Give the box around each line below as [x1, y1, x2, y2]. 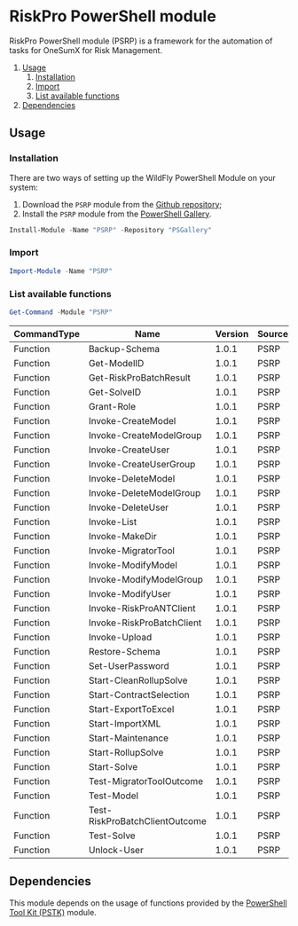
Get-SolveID [88, 386, 142, 398]
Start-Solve [88, 760, 138, 773]
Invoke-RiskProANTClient [88, 601, 196, 614]
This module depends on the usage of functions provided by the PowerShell [9, 898, 287, 908]
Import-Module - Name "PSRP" [9, 266, 114, 276]
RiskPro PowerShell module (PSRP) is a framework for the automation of [9, 35, 273, 46]
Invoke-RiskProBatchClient [88, 616, 202, 629]
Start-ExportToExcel [88, 702, 175, 715]
